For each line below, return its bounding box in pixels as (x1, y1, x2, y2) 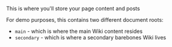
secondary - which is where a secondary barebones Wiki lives (14, 34, 167, 41)
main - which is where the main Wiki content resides (14, 28, 143, 35)
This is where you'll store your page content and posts (6, 5, 140, 12)
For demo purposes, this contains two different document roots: (6, 16, 164, 23)
